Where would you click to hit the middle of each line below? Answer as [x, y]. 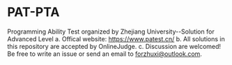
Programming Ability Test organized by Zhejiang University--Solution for [111, 31]
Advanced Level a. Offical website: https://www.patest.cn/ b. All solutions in [116, 38]
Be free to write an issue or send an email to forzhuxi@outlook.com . [105, 54]
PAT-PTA [33, 12]
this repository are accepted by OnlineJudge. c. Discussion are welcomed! [114, 46]
